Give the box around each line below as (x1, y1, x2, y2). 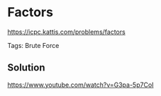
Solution (7, 61, 45, 74)
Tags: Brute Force (7, 41, 60, 49)
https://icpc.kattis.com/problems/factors (7, 28, 126, 36)
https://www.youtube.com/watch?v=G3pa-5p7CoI (7, 80, 154, 89)
